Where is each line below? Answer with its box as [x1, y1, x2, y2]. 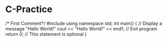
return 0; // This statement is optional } [5, 31, 87, 37]
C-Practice [5, 4, 53, 15]
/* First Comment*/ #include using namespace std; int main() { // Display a [5, 20, 162, 26]
